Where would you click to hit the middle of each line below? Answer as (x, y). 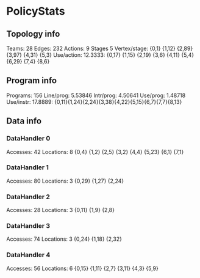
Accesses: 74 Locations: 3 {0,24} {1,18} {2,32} (64, 239)
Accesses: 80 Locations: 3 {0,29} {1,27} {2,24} (65, 181)
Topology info (33, 34)
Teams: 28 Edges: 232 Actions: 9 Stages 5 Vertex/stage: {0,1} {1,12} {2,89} (100, 48)
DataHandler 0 (28, 139)
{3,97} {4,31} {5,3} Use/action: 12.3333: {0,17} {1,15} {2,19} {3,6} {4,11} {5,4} (100, 55)
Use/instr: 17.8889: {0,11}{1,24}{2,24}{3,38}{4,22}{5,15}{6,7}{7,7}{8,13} (94, 101)
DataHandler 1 (27, 167)
